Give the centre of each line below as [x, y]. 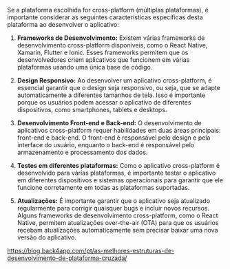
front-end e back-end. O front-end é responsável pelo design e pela [114, 138]
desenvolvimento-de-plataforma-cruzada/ [67, 258]
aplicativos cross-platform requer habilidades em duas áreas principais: [119, 130]
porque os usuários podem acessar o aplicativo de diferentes [104, 102]
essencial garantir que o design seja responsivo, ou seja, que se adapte [118, 88]
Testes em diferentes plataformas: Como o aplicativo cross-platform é [118, 165]
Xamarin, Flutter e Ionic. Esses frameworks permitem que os [103, 52]
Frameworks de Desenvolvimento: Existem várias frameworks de [111, 38]
